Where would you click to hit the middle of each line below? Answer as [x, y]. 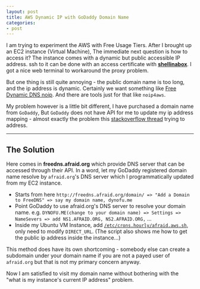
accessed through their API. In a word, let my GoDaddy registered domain [97, 170]
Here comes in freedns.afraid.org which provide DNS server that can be [96, 164]
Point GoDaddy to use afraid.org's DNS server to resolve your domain [100, 206]
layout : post [22, 12]
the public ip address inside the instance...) [68, 238]
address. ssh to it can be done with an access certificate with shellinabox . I [99, 64]
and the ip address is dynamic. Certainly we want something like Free [91, 88]
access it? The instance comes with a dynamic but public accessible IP [93, 58]
